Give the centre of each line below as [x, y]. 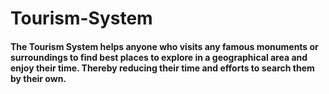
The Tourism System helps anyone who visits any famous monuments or [164, 46]
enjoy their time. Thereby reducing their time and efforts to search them [162, 68]
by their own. [38, 78]
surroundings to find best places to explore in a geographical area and [159, 57]
